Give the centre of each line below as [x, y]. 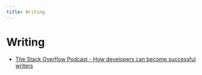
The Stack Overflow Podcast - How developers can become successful [105, 59]
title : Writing [26, 12]
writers [24, 65]
